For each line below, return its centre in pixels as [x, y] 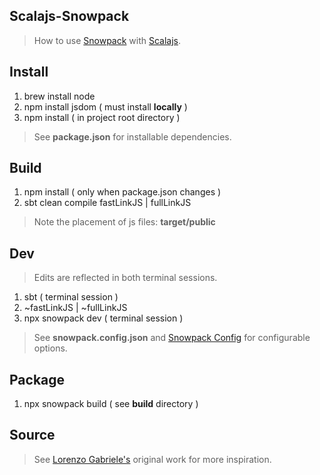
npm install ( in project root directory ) [102, 117]
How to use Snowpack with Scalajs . [107, 40]
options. [50, 348]
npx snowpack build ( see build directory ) [111, 404]
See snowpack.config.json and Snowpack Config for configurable [172, 338]
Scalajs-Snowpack [69, 16]
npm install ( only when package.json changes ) [122, 192]
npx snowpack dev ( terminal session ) [103, 318]
